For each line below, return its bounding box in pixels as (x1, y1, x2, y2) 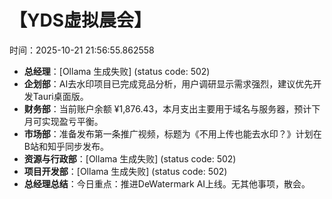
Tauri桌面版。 (32, 90, 89, 102)
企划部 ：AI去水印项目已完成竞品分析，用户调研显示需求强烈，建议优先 (23, 77, 314, 90)
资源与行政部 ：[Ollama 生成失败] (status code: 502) (23, 152, 237, 165)
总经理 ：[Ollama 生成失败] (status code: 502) (23, 65, 211, 77)
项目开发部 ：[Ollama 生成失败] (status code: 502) (23, 165, 228, 177)
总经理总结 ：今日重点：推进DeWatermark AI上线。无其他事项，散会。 (23, 177, 311, 190)
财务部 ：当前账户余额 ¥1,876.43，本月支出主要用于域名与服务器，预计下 (23, 102, 321, 115)
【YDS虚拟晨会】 (9, 9, 152, 32)
